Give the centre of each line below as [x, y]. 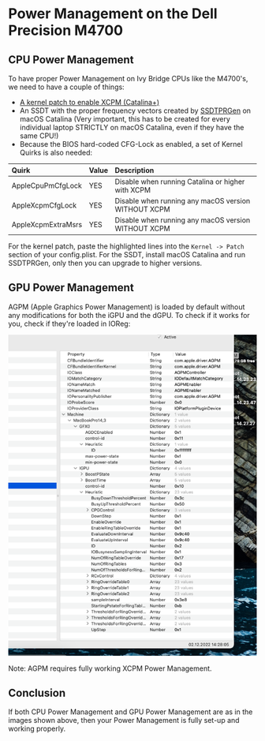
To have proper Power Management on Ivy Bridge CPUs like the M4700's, [128, 79]
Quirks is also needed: [56, 152]
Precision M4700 [66, 30]
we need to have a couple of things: [66, 87]
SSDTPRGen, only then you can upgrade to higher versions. [105, 263]
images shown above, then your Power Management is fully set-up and [124, 720]
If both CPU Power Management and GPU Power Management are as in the [131, 712]
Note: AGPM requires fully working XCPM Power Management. [110, 668]
